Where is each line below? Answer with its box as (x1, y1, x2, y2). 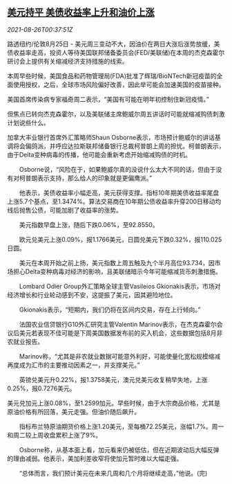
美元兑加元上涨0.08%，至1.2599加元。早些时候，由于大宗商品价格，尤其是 (7, 399, 221, 407)
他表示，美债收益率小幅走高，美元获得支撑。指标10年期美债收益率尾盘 (19, 188, 220, 197)
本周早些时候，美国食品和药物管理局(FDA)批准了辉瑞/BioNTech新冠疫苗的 (7, 71, 217, 80)
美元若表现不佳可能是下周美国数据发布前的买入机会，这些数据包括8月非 (19, 328, 223, 337)
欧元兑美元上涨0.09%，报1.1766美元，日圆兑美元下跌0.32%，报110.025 (19, 235, 222, 244)
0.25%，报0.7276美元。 (7, 384, 76, 393)
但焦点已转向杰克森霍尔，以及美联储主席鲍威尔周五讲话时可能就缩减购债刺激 (7, 109, 225, 118)
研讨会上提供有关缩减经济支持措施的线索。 (7, 57, 128, 65)
